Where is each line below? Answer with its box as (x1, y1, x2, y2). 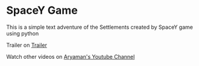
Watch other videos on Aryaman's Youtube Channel (6, 53, 135, 60)
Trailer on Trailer (6, 41, 47, 49)
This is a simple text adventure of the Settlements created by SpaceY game (6, 23, 193, 31)
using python (6, 29, 39, 37)
